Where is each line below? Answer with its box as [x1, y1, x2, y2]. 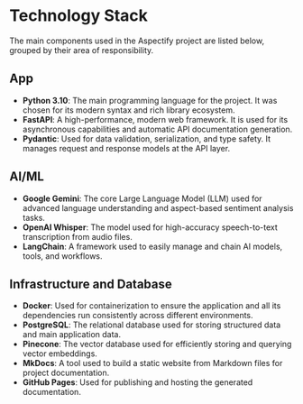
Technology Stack [9, 5, 149, 26]
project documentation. [22, 367, 110, 379]
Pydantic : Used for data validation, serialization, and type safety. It [22, 133, 271, 144]
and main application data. [22, 329, 122, 340]
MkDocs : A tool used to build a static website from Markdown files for [22, 358, 283, 369]
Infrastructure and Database [9, 276, 173, 291]
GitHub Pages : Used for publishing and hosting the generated [22, 377, 253, 388]
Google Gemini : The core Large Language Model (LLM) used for [22, 193, 263, 204]
